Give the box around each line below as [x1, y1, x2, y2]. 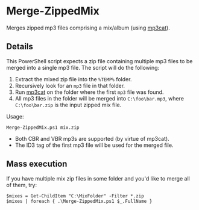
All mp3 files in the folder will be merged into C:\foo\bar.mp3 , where [14, 94, 184, 102]
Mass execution [6, 159, 68, 169]
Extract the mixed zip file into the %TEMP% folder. [14, 75, 132, 82]
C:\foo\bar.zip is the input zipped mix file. [14, 101, 122, 108]
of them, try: [6, 181, 37, 188]
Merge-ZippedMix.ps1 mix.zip [6, 125, 80, 131]
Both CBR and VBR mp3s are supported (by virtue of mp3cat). [14, 135, 170, 142]
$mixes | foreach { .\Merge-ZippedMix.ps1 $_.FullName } [6, 198, 153, 204]
